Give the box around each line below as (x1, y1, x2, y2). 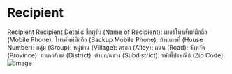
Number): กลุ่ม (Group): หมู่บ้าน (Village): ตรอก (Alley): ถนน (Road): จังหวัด (7, 43, 205, 51)
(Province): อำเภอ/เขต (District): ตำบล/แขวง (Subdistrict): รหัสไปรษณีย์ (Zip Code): (7, 50, 226, 59)
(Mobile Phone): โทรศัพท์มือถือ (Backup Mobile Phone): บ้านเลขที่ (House (7, 35, 203, 44)
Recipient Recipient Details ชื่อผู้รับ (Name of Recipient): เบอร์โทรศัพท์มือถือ (7, 28, 208, 36)
